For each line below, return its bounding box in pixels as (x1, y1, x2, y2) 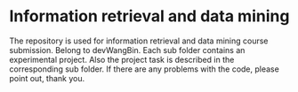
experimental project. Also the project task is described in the (9, 54, 235, 65)
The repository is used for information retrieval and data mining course (9, 35, 269, 46)
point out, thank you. (9, 73, 85, 83)
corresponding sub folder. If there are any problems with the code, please (9, 64, 280, 74)
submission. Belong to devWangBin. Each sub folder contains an (9, 44, 246, 55)
